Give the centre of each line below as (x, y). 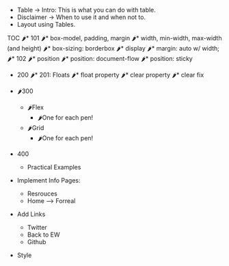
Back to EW (43, 235)
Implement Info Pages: (49, 180)
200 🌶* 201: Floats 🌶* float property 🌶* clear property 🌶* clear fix (110, 75)
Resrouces (42, 194)
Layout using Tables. (46, 24)
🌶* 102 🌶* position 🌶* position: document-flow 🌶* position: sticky (100, 58)
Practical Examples (54, 167)
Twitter (37, 227)
